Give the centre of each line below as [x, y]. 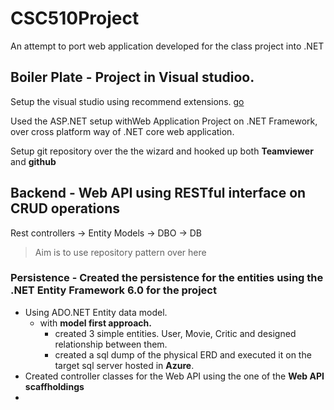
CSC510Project [75, 18]
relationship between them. [111, 344]
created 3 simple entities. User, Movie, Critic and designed [175, 333]
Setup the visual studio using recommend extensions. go [127, 101]
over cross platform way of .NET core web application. [122, 131]
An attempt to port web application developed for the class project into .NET [167, 46]
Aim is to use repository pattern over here [120, 252]
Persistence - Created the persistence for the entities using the [167, 278]
